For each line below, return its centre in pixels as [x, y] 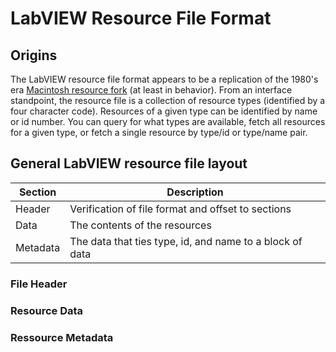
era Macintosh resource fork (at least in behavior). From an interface [151, 90]
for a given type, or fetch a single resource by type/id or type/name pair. [159, 132]
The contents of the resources [140, 225]
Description [195, 192]
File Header [39, 284]
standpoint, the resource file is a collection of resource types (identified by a [168, 100]
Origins [34, 55]
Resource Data [47, 310]
